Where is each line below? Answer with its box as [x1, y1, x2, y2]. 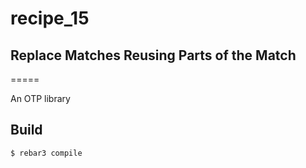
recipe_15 [10, 7, 90, 30]
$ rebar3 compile [10, 148, 83, 158]
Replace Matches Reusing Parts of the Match [10, 47, 297, 64]
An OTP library [10, 93, 71, 104]
